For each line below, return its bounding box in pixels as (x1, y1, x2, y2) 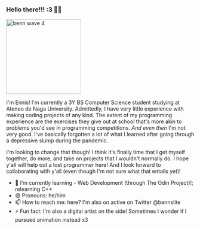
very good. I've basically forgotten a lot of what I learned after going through (6, 131, 195, 138)
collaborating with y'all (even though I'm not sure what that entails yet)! (6, 167, 181, 175)
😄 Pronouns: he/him (14, 192, 66, 199)
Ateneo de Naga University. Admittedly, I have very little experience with (6, 105, 184, 112)
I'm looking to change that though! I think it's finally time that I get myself (6, 149, 185, 156)
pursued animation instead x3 (14, 216, 88, 224)
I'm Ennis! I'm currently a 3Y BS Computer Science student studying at (6, 99, 180, 106)
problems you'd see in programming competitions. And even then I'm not (6, 124, 186, 132)
